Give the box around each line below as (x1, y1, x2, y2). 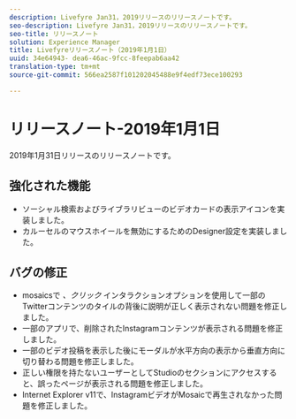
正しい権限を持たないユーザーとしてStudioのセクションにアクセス (21, 368, 262, 378)
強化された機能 (9, 179, 91, 194)
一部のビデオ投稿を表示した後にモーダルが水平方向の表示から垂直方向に (21, 346, 285, 356)
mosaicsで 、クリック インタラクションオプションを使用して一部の (21, 290, 266, 301)
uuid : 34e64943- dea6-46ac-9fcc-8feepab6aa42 (9, 54, 179, 63)
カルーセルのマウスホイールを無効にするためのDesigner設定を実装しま (21, 225, 280, 236)
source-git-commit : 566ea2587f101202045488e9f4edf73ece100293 (9, 71, 243, 80)
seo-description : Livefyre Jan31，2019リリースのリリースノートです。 (9, 21, 252, 30)
